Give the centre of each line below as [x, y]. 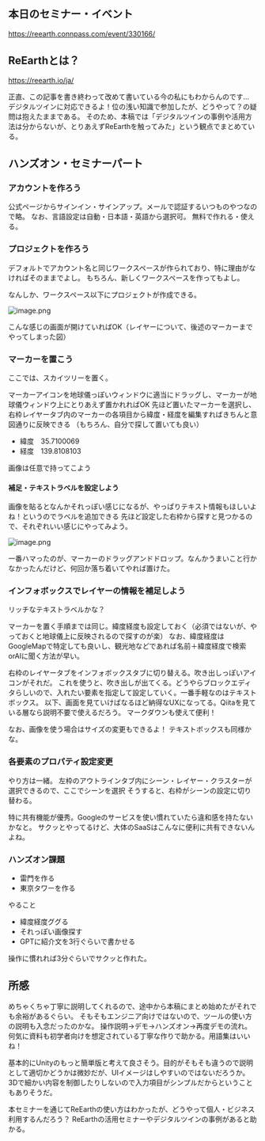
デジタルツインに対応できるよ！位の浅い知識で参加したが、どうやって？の [129, 106]
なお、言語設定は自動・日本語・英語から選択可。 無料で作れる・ [136, 217]
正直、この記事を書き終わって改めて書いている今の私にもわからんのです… [129, 97]
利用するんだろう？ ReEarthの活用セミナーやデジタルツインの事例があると [129, 1119]
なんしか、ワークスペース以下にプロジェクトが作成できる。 [105, 295]
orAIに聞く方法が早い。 [46, 656]
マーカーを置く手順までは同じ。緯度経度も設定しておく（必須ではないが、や [132, 626]
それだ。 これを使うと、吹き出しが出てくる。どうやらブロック [130, 683]
